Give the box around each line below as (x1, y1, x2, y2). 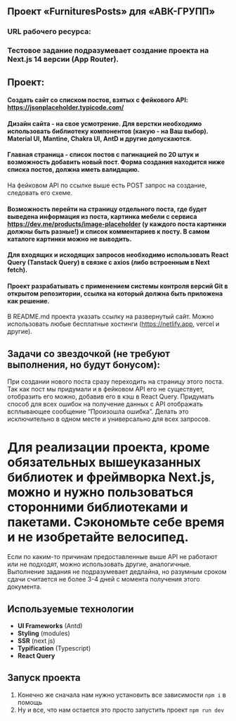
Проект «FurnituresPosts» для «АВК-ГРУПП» (7, 6, 216, 18)
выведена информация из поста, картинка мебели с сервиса (7, 212, 197, 220)
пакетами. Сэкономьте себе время (7, 514, 225, 530)
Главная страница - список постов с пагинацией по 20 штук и (7, 151, 199, 159)
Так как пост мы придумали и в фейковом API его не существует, (7, 385, 204, 394)
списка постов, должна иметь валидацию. (7, 165, 140, 174)
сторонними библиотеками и (7, 499, 188, 515)
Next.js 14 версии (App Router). (7, 54, 119, 64)
